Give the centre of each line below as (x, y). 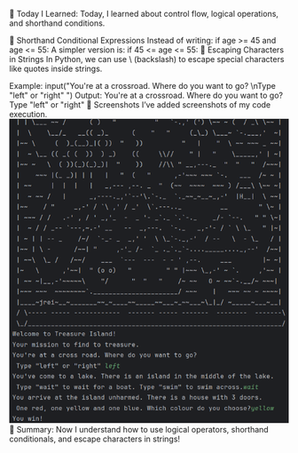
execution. (28, 114)
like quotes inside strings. (56, 68)
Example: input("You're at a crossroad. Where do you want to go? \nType (143, 86)
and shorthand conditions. (57, 23)
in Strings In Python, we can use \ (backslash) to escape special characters (147, 59)
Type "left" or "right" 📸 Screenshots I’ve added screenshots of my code (140, 105)
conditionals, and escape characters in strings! (94, 439)
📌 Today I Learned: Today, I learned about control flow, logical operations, (144, 14)
